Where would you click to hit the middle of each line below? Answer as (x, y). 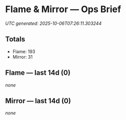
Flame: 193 (24, 51)
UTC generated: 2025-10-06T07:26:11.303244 (53, 23)
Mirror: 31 (22, 57)
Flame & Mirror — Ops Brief (63, 9)
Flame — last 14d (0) (38, 73)
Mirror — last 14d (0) (38, 101)
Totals (15, 39)
